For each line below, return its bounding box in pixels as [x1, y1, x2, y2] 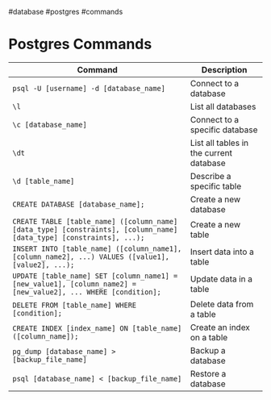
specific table [190, 181, 242, 192]
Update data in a [190, 273, 252, 285]
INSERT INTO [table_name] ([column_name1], [12, 244, 182, 253]
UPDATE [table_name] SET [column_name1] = [12, 271, 178, 281]
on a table [190, 331, 228, 343]
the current [190, 147, 232, 158]
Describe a [190, 170, 231, 181]
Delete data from [190, 298, 254, 310]
